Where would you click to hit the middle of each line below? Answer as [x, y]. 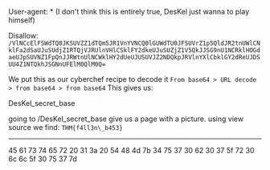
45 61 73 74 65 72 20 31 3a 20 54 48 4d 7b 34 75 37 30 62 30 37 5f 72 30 [131, 150]
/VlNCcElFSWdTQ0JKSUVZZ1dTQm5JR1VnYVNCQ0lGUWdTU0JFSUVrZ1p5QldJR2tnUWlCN [135, 43]
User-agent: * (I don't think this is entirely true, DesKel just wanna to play [129, 12]
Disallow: [23, 36]
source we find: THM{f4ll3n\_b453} [65, 127]
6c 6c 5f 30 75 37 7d [43, 159]
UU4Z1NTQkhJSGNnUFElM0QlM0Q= [57, 64]
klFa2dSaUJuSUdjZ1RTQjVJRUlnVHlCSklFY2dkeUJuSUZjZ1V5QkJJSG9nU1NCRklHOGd [135, 51]
